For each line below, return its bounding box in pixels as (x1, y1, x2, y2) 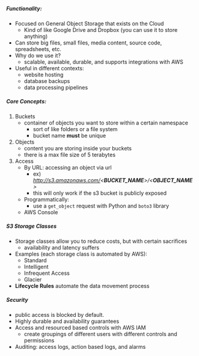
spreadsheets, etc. (14, 45, 61, 52)
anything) (23, 32, 48, 40)
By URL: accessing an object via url (23, 164, 112, 171)
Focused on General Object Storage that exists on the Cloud (14, 20, 164, 27)
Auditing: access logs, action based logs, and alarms (14, 343, 146, 350)
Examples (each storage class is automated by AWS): (14, 250, 147, 257)
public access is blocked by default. (14, 311, 104, 318)
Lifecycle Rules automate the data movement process (14, 282, 150, 289)
